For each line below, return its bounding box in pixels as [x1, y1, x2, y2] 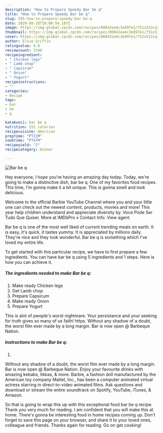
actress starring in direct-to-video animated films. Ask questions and [5, 381, 143, 387]
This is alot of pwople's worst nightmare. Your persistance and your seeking [5, 312, 157, 319]
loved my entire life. [5, 239, 45, 245]
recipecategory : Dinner [5, 147, 53, 152]
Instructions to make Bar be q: [5, 339, 67, 345]
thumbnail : [5, 30, 27, 35]
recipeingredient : [5, 52, 42, 57]
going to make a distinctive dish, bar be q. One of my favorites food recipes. [5, 179, 157, 185]
